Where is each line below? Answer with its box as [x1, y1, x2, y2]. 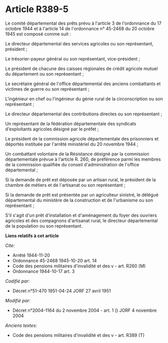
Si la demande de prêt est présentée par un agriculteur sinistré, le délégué [5, 191, 159, 197]
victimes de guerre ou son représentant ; [5, 86, 90, 92]
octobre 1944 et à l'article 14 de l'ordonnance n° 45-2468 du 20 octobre [5, 25, 154, 31]
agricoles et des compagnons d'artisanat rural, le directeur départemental [5, 218, 158, 224]
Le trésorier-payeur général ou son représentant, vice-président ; [5, 55, 140, 61]
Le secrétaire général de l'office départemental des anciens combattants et [5, 81, 161, 87]
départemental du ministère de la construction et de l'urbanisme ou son [5, 197, 153, 203]
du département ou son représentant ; [5, 71, 84, 77]
